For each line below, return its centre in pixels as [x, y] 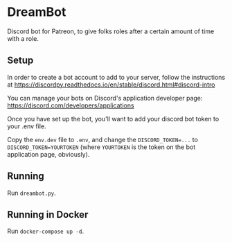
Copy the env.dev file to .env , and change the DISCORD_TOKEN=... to [103, 139]
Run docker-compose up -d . [46, 231]
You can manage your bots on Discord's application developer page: [105, 98]
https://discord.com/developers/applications [71, 105]
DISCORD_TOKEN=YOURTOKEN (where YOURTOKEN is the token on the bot [101, 147]
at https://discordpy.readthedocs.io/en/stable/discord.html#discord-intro [111, 85]
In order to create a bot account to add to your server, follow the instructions [116, 77]
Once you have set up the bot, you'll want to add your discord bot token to [113, 119]
